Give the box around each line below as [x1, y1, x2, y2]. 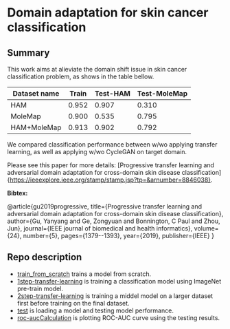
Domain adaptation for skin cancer [7, 5, 209, 21]
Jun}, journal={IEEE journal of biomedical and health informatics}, [7, 224, 193, 232]
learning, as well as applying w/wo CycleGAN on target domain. [7, 148, 187, 156]
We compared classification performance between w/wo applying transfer [7, 140, 218, 149]
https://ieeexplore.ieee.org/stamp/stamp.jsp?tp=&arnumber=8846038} [9, 176, 211, 184]
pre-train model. [16, 284, 64, 293]
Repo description [7, 251, 82, 263]
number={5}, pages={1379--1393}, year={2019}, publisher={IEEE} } [23, 232, 215, 240]
